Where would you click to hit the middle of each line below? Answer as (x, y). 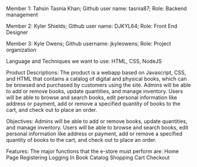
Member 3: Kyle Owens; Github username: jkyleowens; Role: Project (89, 44)
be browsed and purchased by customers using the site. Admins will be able (98, 85)
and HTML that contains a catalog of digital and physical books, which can (96, 79)
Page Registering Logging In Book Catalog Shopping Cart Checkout (88, 157)
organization (21, 50)
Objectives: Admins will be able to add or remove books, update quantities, (97, 121)
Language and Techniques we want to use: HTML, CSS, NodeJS (84, 61)
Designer (17, 32)
